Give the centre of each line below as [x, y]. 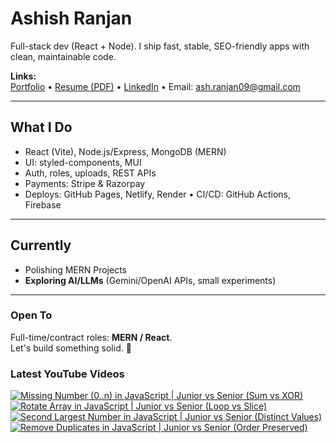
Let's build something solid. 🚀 [71, 348]
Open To [31, 315]
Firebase [43, 204]
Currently [41, 245]
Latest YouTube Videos [67, 374]
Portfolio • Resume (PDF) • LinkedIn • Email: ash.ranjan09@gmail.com [155, 86]
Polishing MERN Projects [76, 269]
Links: [23, 76]
